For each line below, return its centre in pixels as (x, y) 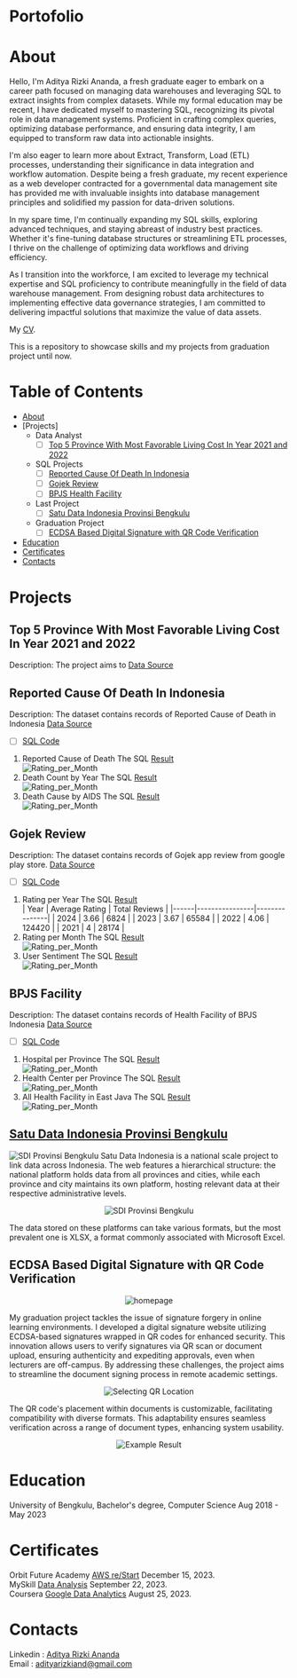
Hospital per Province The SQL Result (91, 1060)
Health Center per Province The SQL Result (101, 1078)
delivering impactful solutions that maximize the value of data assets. (135, 312)
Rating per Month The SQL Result (83, 937)
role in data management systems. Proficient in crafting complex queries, (143, 119)
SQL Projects (59, 464)
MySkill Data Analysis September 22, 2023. (88, 1584)
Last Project (57, 504)
